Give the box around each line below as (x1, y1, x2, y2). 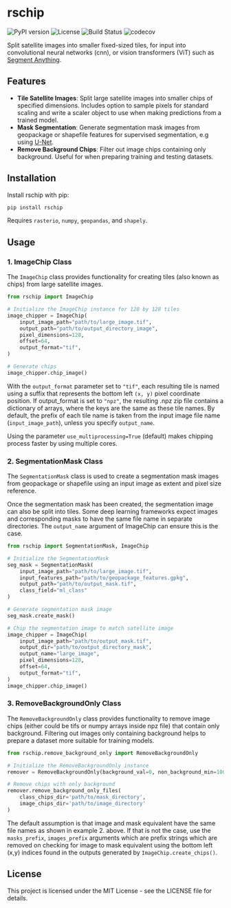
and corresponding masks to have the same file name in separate (7, 515, 192, 523)
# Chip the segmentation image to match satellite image (7, 625, 174, 632)
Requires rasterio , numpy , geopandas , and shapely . (7, 216, 148, 225)
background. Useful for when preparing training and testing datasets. (16, 152, 214, 161)
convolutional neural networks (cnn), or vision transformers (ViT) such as (7, 48, 214, 56)
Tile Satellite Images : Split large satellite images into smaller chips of (16, 94, 213, 102)
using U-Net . (16, 138, 54, 146)
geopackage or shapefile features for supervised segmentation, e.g (16, 130, 209, 138)
